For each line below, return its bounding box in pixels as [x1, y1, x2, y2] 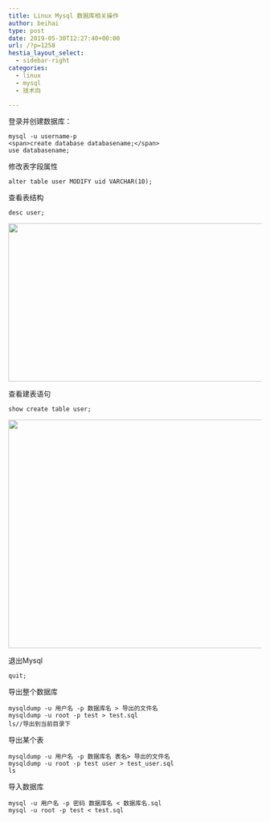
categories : [8, 64, 48, 72]
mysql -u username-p [8, 133, 78, 141]
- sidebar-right [15, 57, 70, 65]
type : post [8, 27, 45, 35]
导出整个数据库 [8, 687, 58, 697]
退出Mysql [8, 656, 43, 665]
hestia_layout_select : [8, 49, 84, 57]
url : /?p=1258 [8, 42, 56, 50]
